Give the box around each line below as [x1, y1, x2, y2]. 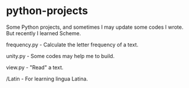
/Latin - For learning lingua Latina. [6, 75, 88, 82]
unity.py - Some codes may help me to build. [6, 52, 115, 59]
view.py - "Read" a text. [6, 63, 64, 71]
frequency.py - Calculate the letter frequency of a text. [6, 41, 138, 48]
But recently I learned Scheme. [6, 29, 81, 36]
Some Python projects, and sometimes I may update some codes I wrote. [6, 23, 184, 31]
